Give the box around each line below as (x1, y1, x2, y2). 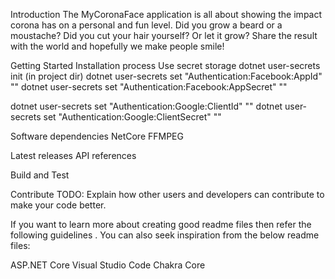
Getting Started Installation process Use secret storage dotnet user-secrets (10, 60, 321, 71)
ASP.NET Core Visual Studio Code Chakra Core (10, 259, 206, 271)
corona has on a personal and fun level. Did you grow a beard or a (10, 19, 283, 31)
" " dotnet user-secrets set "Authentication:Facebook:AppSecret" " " (10, 81, 288, 93)
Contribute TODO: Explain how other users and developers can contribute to (10, 189, 325, 200)
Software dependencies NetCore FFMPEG (10, 130, 184, 142)
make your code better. (10, 199, 107, 211)
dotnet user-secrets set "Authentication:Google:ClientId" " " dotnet (10, 100, 283, 112)
